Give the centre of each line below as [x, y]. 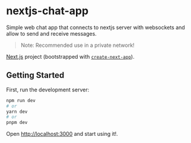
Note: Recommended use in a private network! [77, 45]
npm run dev [21, 100]
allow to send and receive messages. [51, 33]
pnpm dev [17, 123]
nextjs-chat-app [47, 11]
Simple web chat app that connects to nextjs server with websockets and [95, 27]
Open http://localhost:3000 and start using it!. [62, 134]
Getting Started [35, 75]
